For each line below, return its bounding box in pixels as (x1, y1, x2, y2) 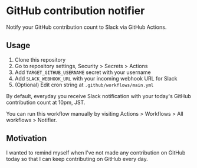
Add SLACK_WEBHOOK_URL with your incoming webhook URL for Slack (14, 75, 178, 82)
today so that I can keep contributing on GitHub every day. (6, 155, 149, 162)
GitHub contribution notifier (6, 4, 145, 18)
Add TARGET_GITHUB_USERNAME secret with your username (14, 69, 152, 76)
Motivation (6, 133, 47, 143)
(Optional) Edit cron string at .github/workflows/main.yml (14, 81, 154, 88)
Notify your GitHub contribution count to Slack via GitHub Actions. (6, 23, 167, 31)
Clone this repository (14, 56, 66, 63)
